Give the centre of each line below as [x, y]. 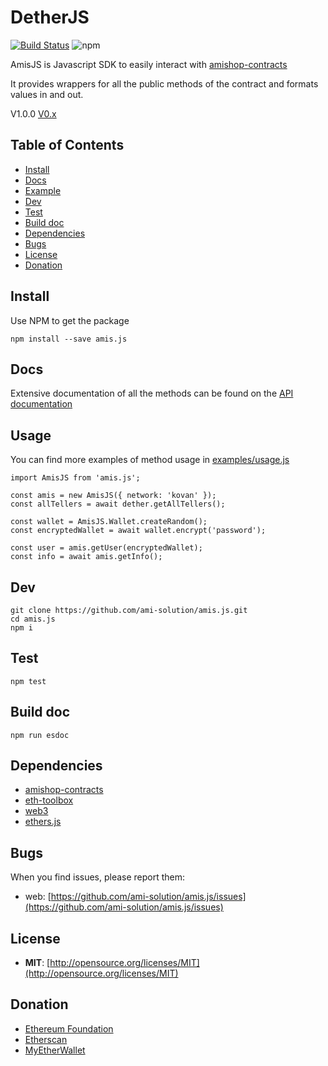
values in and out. [47, 94]
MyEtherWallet [55, 1050]
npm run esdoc [40, 735]
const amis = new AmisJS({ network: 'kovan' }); [113, 496]
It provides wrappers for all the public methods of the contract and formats [164, 83]
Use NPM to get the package [70, 320]
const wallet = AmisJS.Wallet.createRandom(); [109, 522]
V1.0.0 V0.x [33, 113]
